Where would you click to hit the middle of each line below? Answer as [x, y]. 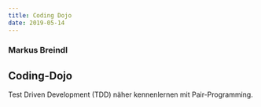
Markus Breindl [38, 50]
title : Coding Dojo [40, 15]
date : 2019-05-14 [37, 23]
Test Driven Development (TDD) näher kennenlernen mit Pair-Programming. [130, 94]
